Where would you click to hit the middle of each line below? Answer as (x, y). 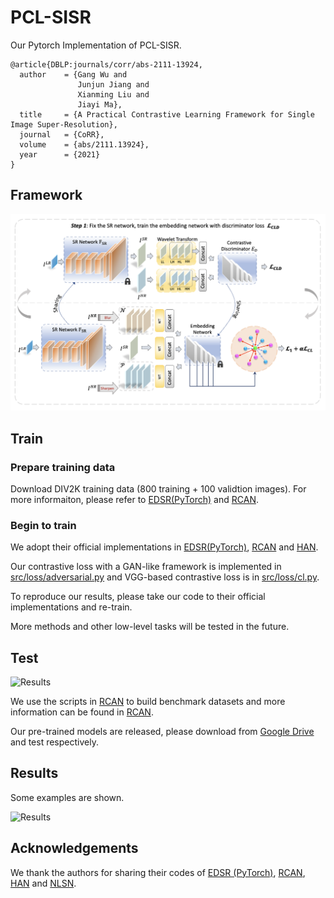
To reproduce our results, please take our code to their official (138, 597)
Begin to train (43, 525)
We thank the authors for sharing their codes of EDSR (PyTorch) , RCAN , (158, 872)
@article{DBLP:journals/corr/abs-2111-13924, (106, 64)
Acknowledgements (74, 848)
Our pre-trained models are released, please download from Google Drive (162, 732)
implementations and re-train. (71, 607)
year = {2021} (60, 154)
